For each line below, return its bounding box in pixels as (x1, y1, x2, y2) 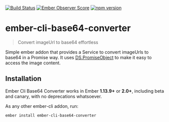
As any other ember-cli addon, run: (5, 103, 79, 109)
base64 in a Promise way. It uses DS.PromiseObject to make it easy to (5, 54, 152, 60)
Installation (5, 74, 42, 83)
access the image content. (5, 60, 61, 66)
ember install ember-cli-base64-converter (5, 113, 96, 118)
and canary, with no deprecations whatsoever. (5, 93, 103, 99)
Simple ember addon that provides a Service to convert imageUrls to (5, 49, 149, 55)
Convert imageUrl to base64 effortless (17, 39, 98, 45)
